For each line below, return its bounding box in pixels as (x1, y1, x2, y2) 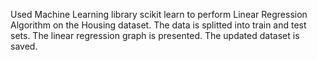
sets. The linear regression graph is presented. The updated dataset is (10, 30, 300, 41)
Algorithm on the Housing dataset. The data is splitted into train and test (10, 19, 307, 31)
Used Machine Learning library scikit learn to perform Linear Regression (10, 9, 308, 20)
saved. (10, 40, 38, 52)
